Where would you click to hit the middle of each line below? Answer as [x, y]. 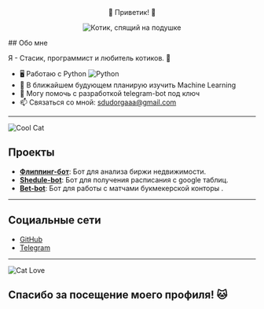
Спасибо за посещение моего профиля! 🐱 [118, 295]
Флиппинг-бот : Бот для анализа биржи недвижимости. [113, 171]
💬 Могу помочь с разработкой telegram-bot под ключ [110, 93]
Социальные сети [55, 221]
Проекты [31, 153]
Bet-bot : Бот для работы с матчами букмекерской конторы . [121, 188]
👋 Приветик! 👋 [132, 12]
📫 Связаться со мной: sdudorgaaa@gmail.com [98, 102]
